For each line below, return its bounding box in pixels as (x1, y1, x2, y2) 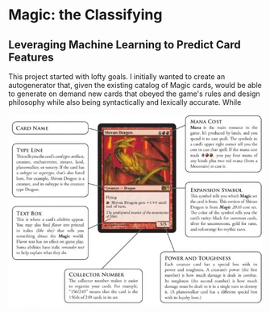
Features (8, 50, 54, 64)
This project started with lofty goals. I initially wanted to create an (8, 72, 226, 81)
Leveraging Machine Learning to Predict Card (8, 38, 241, 52)
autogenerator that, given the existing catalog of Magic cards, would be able (8, 81, 262, 90)
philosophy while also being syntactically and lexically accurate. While (8, 98, 242, 106)
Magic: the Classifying (8, 6, 163, 24)
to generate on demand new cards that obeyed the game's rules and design (8, 89, 260, 98)
